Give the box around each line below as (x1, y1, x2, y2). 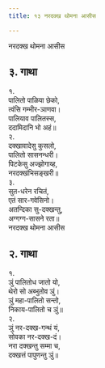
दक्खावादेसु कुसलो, (8, 141, 57, 150)
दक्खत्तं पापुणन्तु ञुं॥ (8, 350, 59, 360)
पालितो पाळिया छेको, (8, 95, 61, 105)
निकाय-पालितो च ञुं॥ (8, 305, 63, 315)
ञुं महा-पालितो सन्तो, (8, 296, 61, 306)
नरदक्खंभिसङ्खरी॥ (8, 168, 59, 178)
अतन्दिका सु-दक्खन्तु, (8, 205, 63, 214)
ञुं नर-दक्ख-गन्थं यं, (8, 323, 61, 332)
